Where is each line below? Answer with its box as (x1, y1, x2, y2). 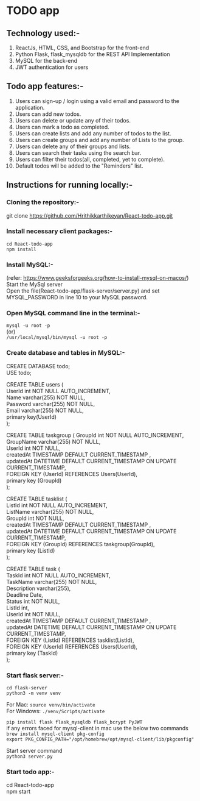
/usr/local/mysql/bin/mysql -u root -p (6, 335, 108, 341)
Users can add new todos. (15, 110, 81, 118)
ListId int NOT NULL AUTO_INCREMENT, (6, 501, 108, 509)
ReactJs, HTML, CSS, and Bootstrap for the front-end (15, 44, 150, 51)
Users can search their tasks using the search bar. (15, 149, 142, 156)
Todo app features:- (6, 81, 84, 91)
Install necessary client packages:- (6, 227, 113, 235)
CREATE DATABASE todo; (6, 362, 71, 369)
